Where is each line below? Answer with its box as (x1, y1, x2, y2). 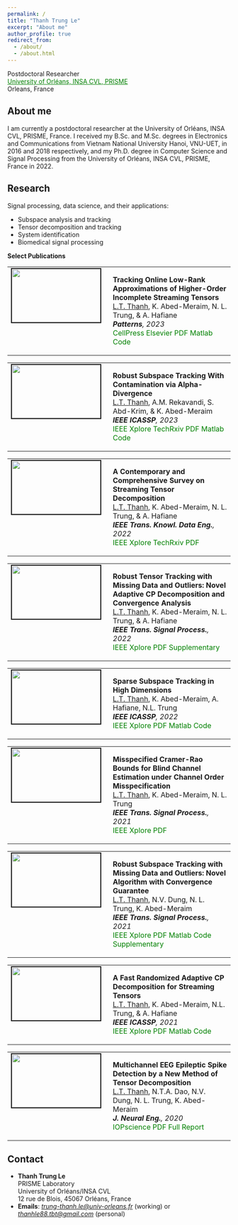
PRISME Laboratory (17, 1180, 75, 1188)
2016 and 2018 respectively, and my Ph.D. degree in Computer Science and (7, 146, 228, 155)
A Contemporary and (113, 466, 186, 476)
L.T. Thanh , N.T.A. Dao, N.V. (113, 1086, 206, 1096)
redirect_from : (7, 37, 52, 44)
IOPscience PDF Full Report (113, 1122, 204, 1132)
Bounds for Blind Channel (113, 763, 201, 773)
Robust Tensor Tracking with (113, 571, 212, 581)
